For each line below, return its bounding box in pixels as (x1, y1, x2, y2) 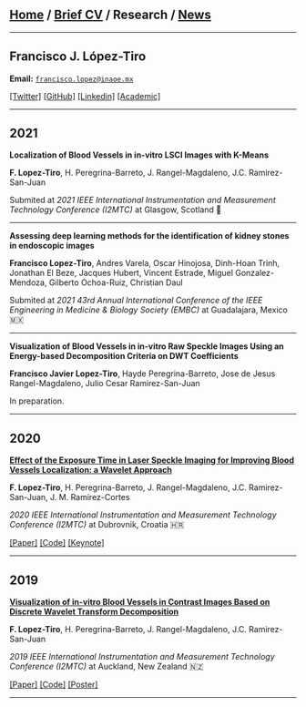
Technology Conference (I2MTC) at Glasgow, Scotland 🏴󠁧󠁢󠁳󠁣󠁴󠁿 (9, 204, 222, 215)
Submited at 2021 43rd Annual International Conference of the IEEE (9, 295, 263, 306)
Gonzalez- (235, 268, 275, 279)
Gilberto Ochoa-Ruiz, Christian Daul (48, 277, 184, 288)
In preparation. (9, 395, 66, 406)
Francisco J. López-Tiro (9, 49, 147, 65)
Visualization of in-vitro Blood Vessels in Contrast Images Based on (9, 597, 270, 608)
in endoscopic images (9, 241, 95, 251)
